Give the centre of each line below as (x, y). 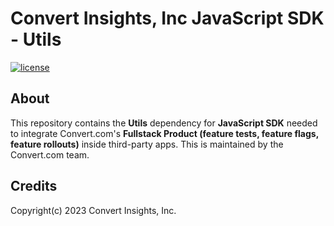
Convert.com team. (50, 154)
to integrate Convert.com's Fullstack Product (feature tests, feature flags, (164, 133)
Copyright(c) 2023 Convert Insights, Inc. (93, 210)
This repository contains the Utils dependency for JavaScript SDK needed (164, 123)
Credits (34, 186)
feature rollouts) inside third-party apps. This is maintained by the (147, 144)
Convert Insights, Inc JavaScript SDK (167, 18)
